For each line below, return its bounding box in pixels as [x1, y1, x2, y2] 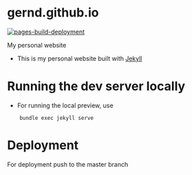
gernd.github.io [7, 5, 99, 21]
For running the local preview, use [17, 101, 114, 110]
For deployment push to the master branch [7, 160, 129, 168]
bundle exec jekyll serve [19, 114, 94, 121]
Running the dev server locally [7, 79, 186, 94]
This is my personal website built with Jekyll [17, 54, 142, 63]
